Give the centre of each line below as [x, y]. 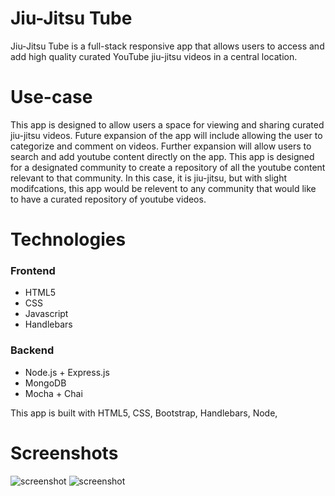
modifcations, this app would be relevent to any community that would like [163, 188]
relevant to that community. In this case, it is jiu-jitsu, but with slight [149, 178]
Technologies [68, 239]
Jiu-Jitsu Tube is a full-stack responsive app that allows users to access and [167, 46]
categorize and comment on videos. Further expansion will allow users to [161, 146]
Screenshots [64, 453]
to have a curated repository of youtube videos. [108, 199]
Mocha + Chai [53, 393]
